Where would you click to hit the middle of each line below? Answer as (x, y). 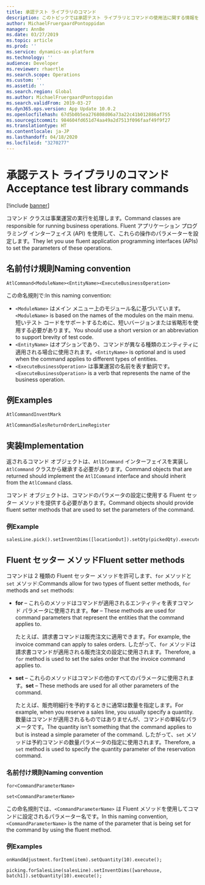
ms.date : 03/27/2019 (33, 35)
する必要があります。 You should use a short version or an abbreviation (110, 330)
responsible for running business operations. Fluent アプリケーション (93, 226)
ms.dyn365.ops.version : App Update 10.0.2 (61, 109)
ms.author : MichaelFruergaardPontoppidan (60, 97)
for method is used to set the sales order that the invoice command (100, 659)
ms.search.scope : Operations (43, 75)
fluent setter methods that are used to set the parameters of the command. (101, 510)
